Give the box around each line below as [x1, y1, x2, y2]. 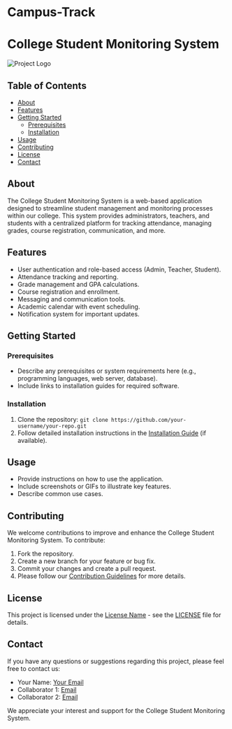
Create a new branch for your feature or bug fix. [17, 557, 156, 565]
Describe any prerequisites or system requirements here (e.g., [17, 367, 197, 375]
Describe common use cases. [17, 490, 103, 498]
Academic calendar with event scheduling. [17, 302, 140, 311]
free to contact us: [7, 664, 61, 672]
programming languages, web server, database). [17, 374, 158, 383]
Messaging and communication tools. [17, 295, 126, 303]
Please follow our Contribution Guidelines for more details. [17, 572, 186, 581]
